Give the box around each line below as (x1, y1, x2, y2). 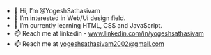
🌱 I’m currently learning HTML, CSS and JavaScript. (13, 22, 162, 29)
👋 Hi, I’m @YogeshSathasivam (13, 7, 101, 15)
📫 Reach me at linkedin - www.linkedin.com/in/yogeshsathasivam (13, 29, 204, 38)
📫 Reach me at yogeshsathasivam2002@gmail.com (13, 40, 165, 48)
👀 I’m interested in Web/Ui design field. (13, 14, 126, 22)
